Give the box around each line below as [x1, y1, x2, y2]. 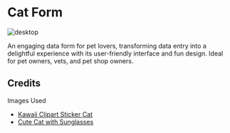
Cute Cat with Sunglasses [17, 117, 94, 126]
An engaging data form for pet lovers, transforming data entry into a [7, 41, 207, 50]
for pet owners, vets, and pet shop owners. [7, 56, 134, 65]
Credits [7, 78, 41, 90]
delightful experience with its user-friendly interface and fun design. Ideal [7, 49, 224, 58]
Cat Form [7, 4, 63, 21]
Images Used [7, 96, 46, 105]
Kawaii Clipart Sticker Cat [17, 110, 93, 118]
